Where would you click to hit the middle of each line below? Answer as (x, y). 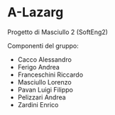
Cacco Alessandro (45, 59)
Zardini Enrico (38, 104)
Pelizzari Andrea (42, 97)
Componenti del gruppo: (43, 45)
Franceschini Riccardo (50, 75)
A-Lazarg (35, 12)
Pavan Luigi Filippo (45, 89)
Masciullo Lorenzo (45, 82)
